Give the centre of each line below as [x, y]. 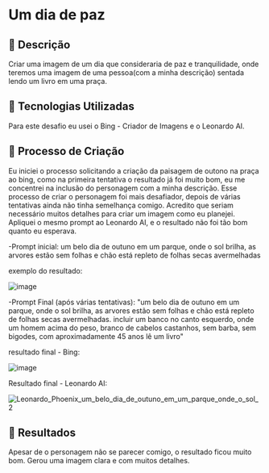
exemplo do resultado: [46, 270]
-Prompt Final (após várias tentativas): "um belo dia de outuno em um [124, 302]
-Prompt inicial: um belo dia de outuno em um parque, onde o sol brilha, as [132, 246]
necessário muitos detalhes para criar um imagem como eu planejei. [122, 213]
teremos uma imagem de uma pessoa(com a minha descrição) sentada [126, 73]
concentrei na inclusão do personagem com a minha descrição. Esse [123, 188]
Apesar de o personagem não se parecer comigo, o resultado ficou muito [130, 452]
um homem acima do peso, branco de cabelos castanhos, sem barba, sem [132, 328]
